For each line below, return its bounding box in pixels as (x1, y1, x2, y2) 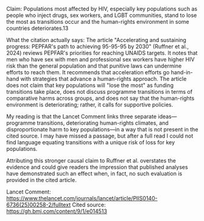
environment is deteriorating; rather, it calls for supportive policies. (6, 101, 174, 108)
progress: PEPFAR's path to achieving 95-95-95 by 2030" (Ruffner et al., (6, 43, 189, 50)
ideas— (158, 113, 177, 120)
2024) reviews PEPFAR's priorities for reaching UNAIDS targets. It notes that (6, 49, 198, 57)
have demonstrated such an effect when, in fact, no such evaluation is (6, 170, 183, 177)
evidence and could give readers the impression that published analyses (6, 164, 188, 170)
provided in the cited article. (6, 177, 77, 183)
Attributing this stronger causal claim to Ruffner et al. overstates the (6, 157, 177, 164)
